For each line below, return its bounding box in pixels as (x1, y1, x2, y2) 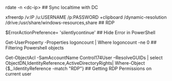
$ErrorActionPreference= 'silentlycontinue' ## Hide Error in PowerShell (5, 30, 156, 35)
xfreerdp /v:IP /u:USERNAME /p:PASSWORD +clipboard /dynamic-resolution (5, 14, 167, 20)
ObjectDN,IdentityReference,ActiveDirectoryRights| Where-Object (5, 60, 145, 66)
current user (5, 71, 32, 77)
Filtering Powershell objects (5, 45, 64, 50)
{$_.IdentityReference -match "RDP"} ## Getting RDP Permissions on (5, 66, 152, 71)
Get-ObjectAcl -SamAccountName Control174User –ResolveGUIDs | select (5, 55, 163, 61)
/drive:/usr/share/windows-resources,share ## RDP (5, 20, 114, 25)
